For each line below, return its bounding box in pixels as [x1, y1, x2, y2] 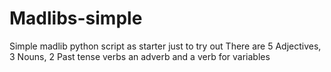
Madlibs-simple [9, 7, 143, 30]
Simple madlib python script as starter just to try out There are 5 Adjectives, [9, 40, 322, 52]
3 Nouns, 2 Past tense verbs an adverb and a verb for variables [9, 50, 271, 62]
